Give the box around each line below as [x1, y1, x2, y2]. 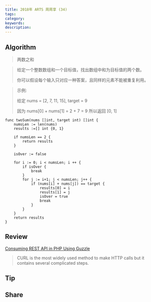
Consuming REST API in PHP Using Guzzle [5, 245, 91, 251]
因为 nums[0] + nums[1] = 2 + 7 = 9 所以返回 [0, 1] [16, 108, 117, 114]
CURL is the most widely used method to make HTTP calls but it [16, 255, 145, 261]
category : [5, 16, 25, 21]
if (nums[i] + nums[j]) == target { [30, 181, 105, 186]
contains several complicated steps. [16, 260, 89, 266]
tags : [5, 12, 16, 16]
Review [5, 233, 28, 241]
